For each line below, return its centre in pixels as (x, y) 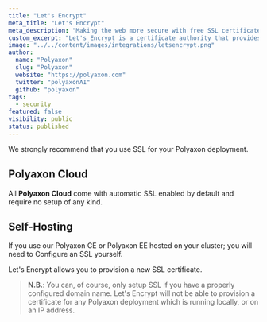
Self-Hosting (41, 226)
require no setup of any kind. (56, 202)
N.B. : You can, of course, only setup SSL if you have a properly (131, 285)
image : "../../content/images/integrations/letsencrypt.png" (112, 45)
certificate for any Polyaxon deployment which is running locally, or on (143, 302)
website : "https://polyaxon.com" (71, 75)
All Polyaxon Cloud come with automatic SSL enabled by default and (121, 193)
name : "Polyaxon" (44, 60)
